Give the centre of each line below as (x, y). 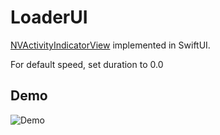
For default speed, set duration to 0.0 (87, 64)
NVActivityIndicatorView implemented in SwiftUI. (110, 45)
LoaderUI (49, 17)
